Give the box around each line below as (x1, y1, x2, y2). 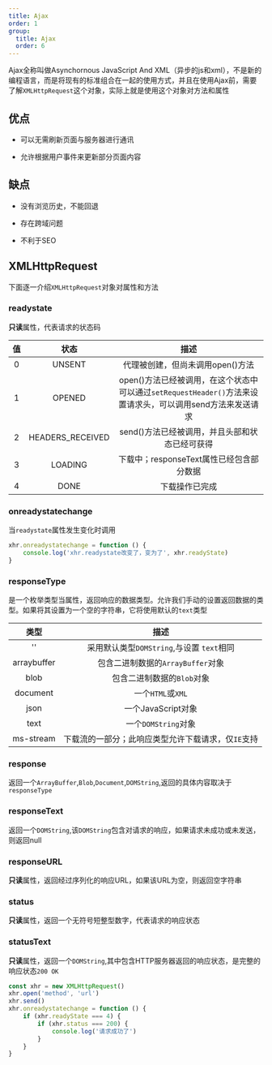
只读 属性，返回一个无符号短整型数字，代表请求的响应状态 (8, 916, 200, 925)
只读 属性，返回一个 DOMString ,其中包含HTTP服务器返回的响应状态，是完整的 (8, 955, 261, 965)
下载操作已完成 (159, 480, 217, 492)
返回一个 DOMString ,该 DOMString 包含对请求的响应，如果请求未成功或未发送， (8, 825, 261, 835)
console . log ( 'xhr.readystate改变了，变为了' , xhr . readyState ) (23, 549, 229, 557)
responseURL (8, 856, 63, 867)
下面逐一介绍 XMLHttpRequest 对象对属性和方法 (8, 281, 159, 292)
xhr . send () (8, 997, 45, 1006)
